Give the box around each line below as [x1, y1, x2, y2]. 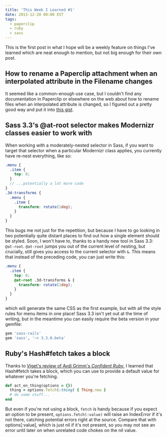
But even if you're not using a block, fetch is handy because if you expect [5, 406, 157, 412]
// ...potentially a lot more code [9, 181, 84, 186]
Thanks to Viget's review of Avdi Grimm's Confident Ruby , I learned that [5, 362, 153, 368]
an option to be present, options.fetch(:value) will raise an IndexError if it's [5, 411, 162, 417]
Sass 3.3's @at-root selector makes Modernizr [5, 121, 154, 130]
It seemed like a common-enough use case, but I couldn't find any [5, 91, 142, 97]
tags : [5, 17, 16, 22]
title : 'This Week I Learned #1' [5, 7, 75, 13]
